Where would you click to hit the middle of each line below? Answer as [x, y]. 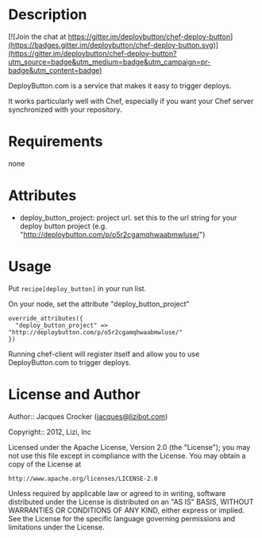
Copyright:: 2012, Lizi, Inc [50, 432]
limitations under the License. [56, 527]
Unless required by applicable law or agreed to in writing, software [117, 493]
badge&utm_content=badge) [55, 70]
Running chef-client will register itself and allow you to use [104, 354]
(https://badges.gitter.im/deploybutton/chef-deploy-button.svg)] [114, 44]
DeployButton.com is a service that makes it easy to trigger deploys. [120, 86]
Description [48, 15]
